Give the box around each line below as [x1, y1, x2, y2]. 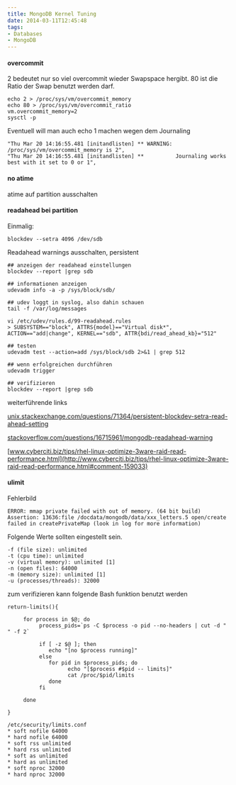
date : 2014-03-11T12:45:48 [7, 17, 87, 24]
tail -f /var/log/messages [7, 305, 87, 312]
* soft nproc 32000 [7, 764, 65, 772]
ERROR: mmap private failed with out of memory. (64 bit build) [7, 508, 201, 515]
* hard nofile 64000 [7, 733, 69, 741]
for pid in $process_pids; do [48, 659, 138, 667]
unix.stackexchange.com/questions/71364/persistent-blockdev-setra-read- [7, 412, 228, 421]
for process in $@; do [23, 616, 91, 623]
